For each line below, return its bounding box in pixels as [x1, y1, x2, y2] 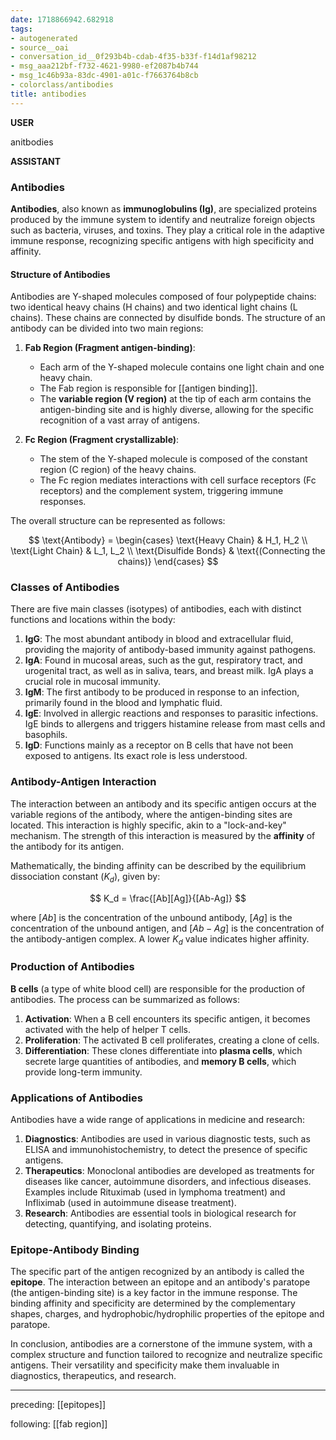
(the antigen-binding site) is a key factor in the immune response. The [10, 1287, 298, 1299]
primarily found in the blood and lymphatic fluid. [24, 697, 223, 709]
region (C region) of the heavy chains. [39, 464, 197, 476]
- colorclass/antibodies [10, 80, 114, 90]
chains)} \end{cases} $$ [117, 556, 219, 568]
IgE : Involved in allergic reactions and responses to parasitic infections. [24, 707, 319, 720]
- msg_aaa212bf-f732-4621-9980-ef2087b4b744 [10, 61, 199, 71]
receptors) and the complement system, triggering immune [39, 485, 284, 497]
